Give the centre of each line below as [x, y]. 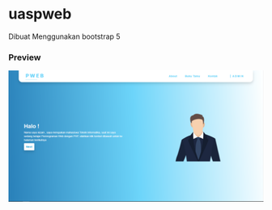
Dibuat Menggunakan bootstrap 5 [64, 36]
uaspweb [40, 14]
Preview [25, 57]
